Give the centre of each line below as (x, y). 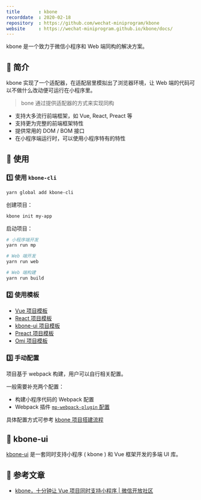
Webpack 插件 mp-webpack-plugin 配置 (62, 407)
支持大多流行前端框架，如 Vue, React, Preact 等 (73, 116)
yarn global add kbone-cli (40, 192)
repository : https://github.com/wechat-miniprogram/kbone (83, 23)
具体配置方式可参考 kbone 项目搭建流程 (55, 420)
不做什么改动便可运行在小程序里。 (53, 90)
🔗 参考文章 (25, 475)
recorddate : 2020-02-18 (38, 17)
